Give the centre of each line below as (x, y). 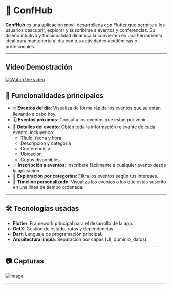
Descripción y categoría (46, 143)
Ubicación (31, 154)
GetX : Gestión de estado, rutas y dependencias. (63, 229)
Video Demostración (39, 67)
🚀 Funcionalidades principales (55, 96)
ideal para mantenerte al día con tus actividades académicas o (71, 41)
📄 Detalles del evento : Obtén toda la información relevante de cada (84, 127)
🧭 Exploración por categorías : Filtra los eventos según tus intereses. (85, 176)
